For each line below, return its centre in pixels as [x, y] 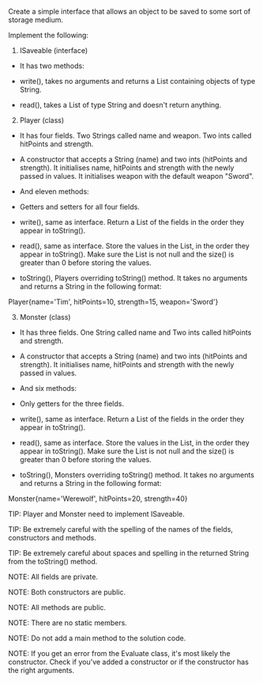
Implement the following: [49, 35]
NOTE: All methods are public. [57, 607]
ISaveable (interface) [54, 50]
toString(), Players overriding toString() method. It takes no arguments [133, 278]
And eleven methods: [54, 192]
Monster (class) [45, 317]
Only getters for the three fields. [72, 404]
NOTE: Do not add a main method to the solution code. [97, 638]
